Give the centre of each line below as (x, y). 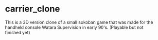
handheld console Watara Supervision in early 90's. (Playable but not (74, 27)
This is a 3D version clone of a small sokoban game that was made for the (79, 22)
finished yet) (18, 32)
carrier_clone (33, 9)
